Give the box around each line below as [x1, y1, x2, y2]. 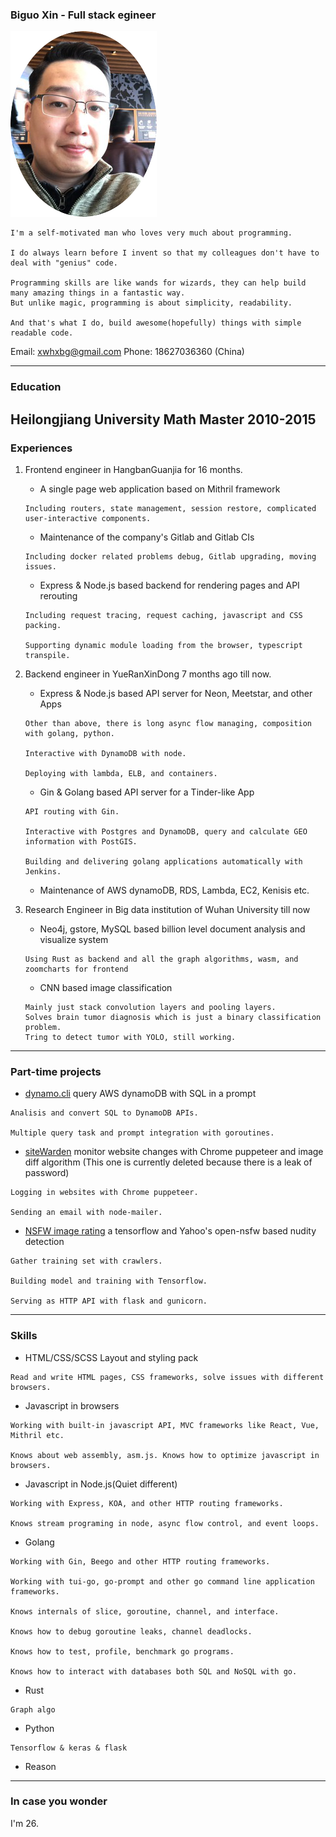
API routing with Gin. [24, 806, 120, 817]
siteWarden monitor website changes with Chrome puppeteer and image [24, 1146, 324, 1158]
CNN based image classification [39, 981, 173, 993]
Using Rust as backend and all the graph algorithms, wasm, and [24, 954, 299, 964]
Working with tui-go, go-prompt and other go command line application [10, 1576, 315, 1587]
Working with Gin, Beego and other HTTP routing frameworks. [10, 1556, 271, 1567]
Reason [24, 1760, 57, 1772]
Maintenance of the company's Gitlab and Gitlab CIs [39, 531, 255, 543]
